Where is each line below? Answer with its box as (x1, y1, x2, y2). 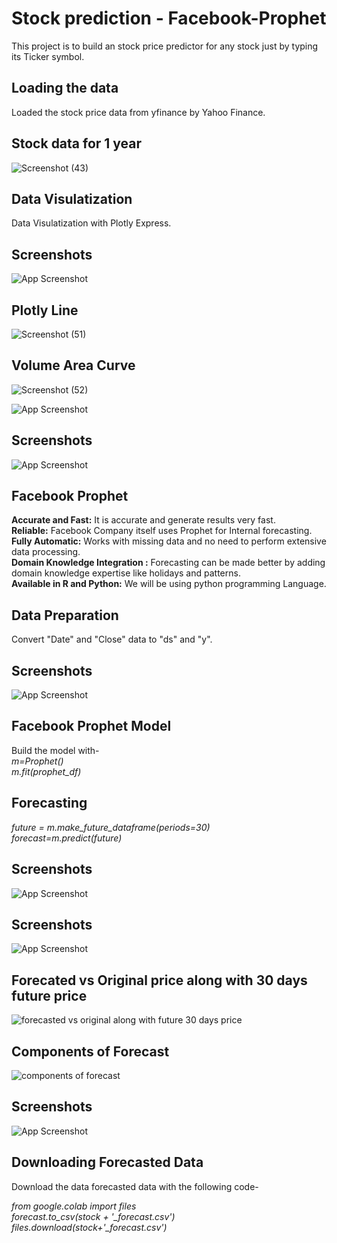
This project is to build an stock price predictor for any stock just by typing (11, 40, 319, 52)
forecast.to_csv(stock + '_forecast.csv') (11, 1210, 176, 1222)
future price (11, 987, 88, 1004)
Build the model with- (11, 744, 100, 756)
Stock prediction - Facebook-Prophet (11, 7, 327, 30)
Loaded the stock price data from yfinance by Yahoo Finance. (11, 106, 266, 118)
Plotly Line (11, 302, 79, 319)
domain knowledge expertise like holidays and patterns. (11, 567, 241, 579)
